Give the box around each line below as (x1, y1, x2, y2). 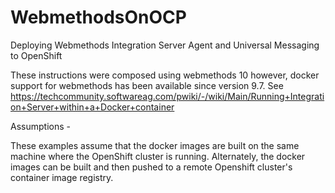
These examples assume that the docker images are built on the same (10, 139, 300, 151)
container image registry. (10, 171, 114, 183)
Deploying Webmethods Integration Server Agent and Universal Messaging (10, 39, 320, 51)
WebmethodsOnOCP (10, 6, 187, 29)
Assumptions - (10, 120, 71, 132)
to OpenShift (10, 49, 63, 61)
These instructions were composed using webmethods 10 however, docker (10, 69, 320, 81)
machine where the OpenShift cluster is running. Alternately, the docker (10, 150, 306, 162)
